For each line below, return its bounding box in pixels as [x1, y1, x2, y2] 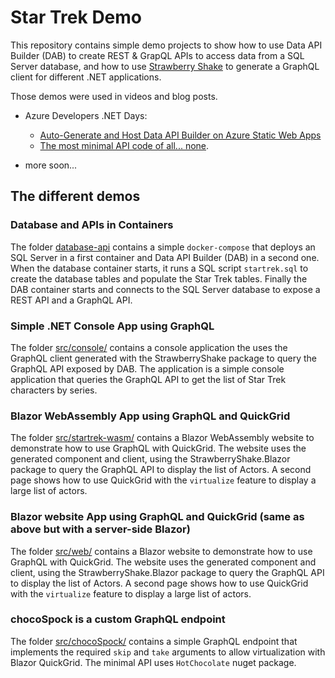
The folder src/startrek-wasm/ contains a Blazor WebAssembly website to [10, 432, 315, 444]
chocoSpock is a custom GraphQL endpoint [10, 612, 226, 626]
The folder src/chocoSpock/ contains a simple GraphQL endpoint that [10, 635, 298, 647]
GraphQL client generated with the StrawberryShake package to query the [10, 352, 317, 364]
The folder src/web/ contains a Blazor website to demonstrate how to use [10, 545, 313, 557]
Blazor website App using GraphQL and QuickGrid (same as [10, 510, 305, 524]
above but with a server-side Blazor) [10, 522, 191, 536]
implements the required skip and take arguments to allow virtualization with [10, 646, 326, 658]
